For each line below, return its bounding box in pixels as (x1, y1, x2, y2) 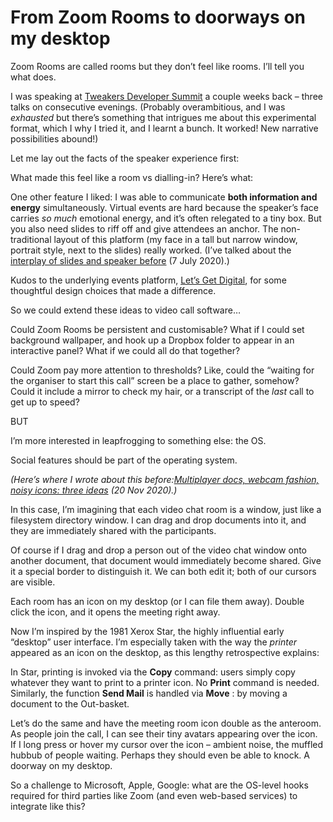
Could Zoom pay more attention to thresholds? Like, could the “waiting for (10, 364, 315, 376)
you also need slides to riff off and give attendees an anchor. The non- (10, 222, 301, 235)
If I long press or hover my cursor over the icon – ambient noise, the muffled (10, 738, 324, 750)
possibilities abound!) (10, 132, 99, 145)
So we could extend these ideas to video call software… (10, 304, 242, 316)
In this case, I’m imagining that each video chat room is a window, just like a (10, 503, 322, 515)
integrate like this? (10, 800, 86, 812)
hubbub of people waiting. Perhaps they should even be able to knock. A (10, 749, 310, 761)
